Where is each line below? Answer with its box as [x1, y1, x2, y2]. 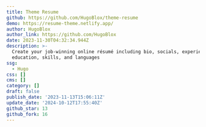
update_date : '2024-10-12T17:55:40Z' [6, 100, 103, 106]
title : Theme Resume [6, 9, 59, 15]
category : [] [6, 83, 40, 89]
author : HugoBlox [6, 26, 51, 32]
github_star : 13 [6, 105, 48, 112]
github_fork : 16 [6, 111, 48, 117]
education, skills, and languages [12, 54, 100, 60]
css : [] [6, 71, 26, 78]
